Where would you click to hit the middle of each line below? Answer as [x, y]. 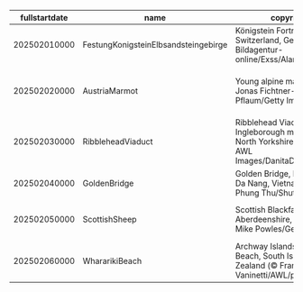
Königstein [255, 30]
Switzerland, [258, 40]
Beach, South [260, 256]
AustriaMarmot [110, 91]
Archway [252, 246]
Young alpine [259, 81]
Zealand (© [256, 265]
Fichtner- [278, 91]
